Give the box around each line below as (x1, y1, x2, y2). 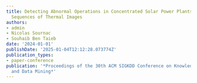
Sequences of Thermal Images (11, 14, 83, 20)
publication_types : (6, 52, 54, 58)
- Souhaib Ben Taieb (6, 36, 57, 41)
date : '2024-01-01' (6, 41, 54, 47)
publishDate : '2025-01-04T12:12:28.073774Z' (6, 47, 117, 53)
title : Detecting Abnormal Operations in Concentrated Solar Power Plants (6, 8, 193, 15)
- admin (6, 25, 25, 31)
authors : (6, 19, 28, 25)
